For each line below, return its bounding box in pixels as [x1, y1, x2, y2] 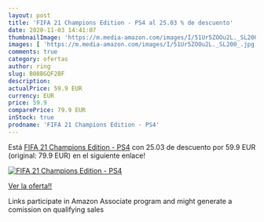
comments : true [8, 48, 58, 56]
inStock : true [8, 114, 55, 122]
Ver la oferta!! [8, 181, 53, 191]
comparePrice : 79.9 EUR [8, 107, 86, 115]
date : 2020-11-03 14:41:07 [8, 26, 97, 34]
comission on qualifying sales [8, 205, 104, 214]
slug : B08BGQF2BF [8, 70, 65, 78]
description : [8, 77, 51, 85]
